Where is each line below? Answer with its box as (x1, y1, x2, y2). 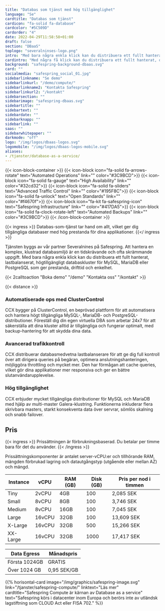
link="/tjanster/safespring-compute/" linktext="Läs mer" (5, 584, 119, 590)
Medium (7, 506, 27, 513)
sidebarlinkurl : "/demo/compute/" (5, 80, 76, 85)
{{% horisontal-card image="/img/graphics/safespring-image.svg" (5, 579, 140, 585)
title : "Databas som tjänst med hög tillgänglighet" (5, 7, 115, 12)
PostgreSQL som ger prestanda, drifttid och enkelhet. (5, 264, 113, 271)
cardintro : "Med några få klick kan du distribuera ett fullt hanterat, (5, 58, 157, 62)
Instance (8, 479, 29, 486)
